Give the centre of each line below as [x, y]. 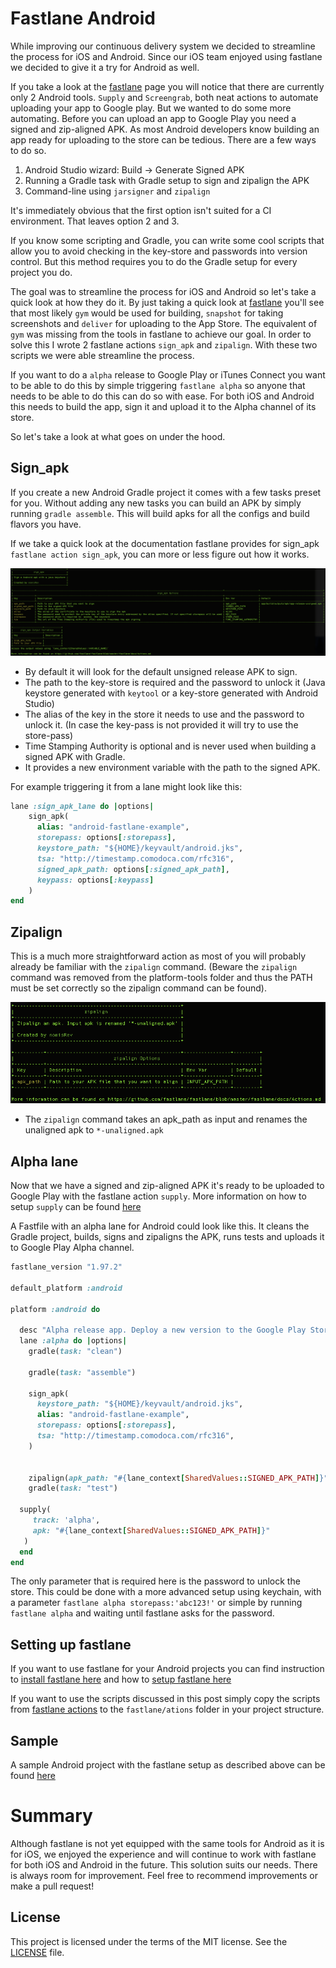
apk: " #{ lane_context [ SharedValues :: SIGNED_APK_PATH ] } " [151, 1530]
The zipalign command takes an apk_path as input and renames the [166, 1119]
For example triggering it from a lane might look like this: [126, 786]
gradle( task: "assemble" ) [82, 1372]
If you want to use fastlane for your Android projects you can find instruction [167, 1669]
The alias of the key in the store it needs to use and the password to [164, 714]
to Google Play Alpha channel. [72, 1248]
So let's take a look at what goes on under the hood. [118, 436]
